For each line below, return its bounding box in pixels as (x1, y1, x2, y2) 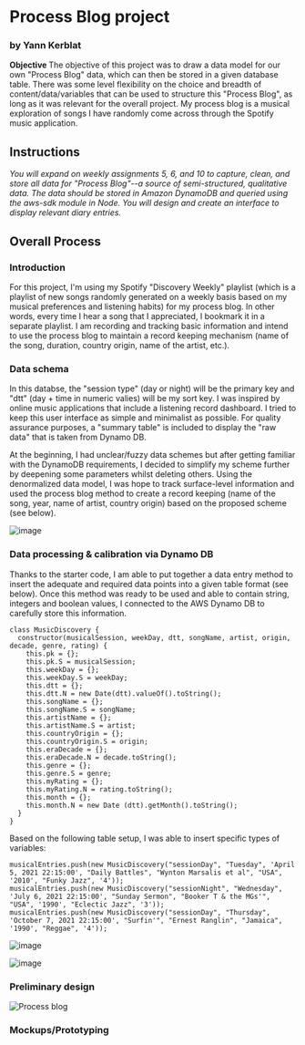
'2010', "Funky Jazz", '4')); (9, 875, 125, 885)
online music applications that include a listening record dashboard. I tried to (9, 403, 297, 414)
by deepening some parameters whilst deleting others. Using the (9, 469, 253, 480)
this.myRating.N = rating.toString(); (25, 784, 173, 794)
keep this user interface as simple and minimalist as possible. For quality (9, 412, 281, 423)
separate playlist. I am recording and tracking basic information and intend (9, 320, 289, 331)
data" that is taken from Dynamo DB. (9, 431, 147, 443)
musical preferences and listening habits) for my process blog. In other (9, 301, 275, 312)
